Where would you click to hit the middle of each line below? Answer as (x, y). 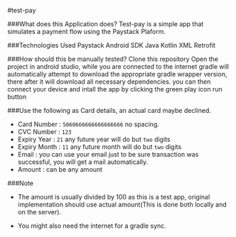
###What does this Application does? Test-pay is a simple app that (106, 24)
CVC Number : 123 (44, 132)
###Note (21, 183)
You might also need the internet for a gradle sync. (92, 226)
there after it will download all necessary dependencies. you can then (109, 82)
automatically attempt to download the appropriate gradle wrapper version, (117, 74)
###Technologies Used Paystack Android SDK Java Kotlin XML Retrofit (111, 45)
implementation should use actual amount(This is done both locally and (122, 204)
